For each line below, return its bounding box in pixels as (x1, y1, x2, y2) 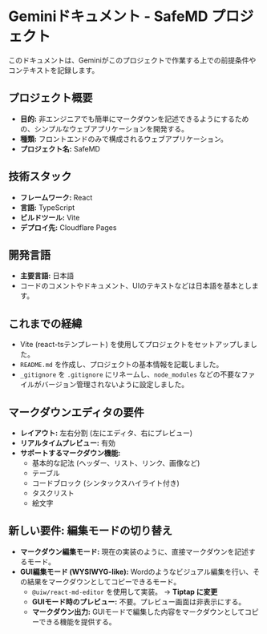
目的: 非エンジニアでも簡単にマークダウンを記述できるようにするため (19, 114, 249, 123)
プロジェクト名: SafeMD (19, 143, 100, 153)
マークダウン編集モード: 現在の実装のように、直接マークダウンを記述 (19, 547, 249, 556)
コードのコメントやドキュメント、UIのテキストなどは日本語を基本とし (19, 281, 253, 291)
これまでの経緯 (8, 317, 83, 330)
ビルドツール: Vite (19, 212, 80, 222)
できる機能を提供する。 (38, 616, 116, 626)
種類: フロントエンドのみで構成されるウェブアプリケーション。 (19, 134, 229, 143)
